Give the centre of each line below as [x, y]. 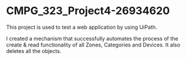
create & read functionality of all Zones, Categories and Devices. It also [93, 45]
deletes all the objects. [34, 51]
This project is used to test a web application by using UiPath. [82, 27]
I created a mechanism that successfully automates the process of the [92, 38]
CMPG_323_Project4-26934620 [88, 11]
